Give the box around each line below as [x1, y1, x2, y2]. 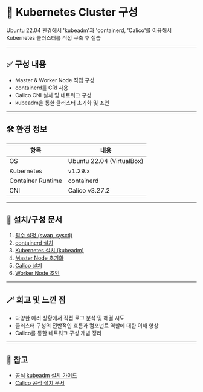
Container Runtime [9, 176, 62, 185]
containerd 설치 [14, 239, 54, 246]
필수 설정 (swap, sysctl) [14, 232, 73, 239]
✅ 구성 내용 [6, 59, 47, 69]
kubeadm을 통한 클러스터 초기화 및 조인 [14, 99, 110, 106]
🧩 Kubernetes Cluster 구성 [6, 5, 138, 19]
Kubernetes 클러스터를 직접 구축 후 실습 [6, 34, 101, 41]
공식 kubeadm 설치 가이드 [14, 372, 77, 379]
